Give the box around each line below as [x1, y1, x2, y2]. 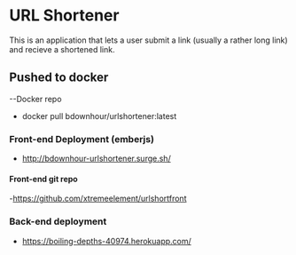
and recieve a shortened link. [9, 44, 115, 54]
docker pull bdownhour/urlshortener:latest [21, 110, 177, 121]
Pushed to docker [9, 70, 109, 85]
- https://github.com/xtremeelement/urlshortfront [9, 193, 187, 204]
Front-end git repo [9, 173, 78, 184]
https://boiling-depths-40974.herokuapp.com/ [21, 235, 192, 246]
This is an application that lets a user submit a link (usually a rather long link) [9, 35, 288, 45]
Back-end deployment [9, 215, 107, 227]
